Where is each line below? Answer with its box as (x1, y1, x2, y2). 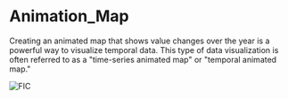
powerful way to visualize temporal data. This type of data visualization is (9, 44, 279, 55)
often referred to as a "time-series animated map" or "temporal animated (9, 54, 277, 65)
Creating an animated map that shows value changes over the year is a (9, 35, 270, 46)
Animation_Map (9, 6, 129, 27)
